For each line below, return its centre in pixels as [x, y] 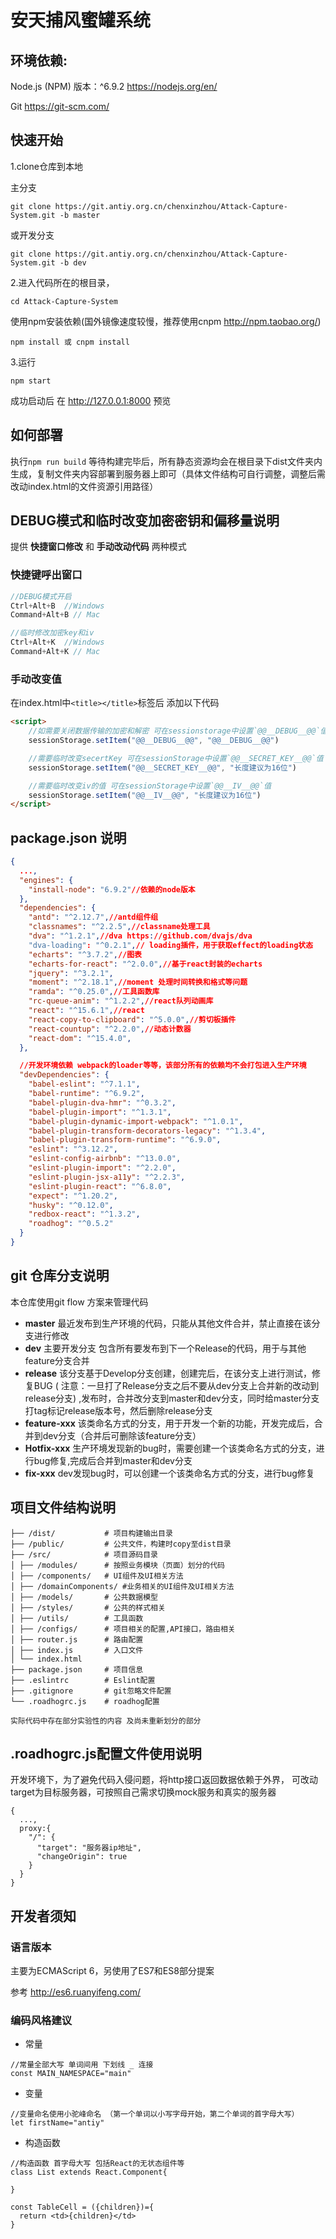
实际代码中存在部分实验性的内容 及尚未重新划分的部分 [106, 1721]
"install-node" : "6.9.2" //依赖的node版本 [112, 889]
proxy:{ [35, 1829]
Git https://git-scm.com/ [60, 106]
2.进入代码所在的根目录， [62, 282]
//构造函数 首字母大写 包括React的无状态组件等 [97, 2164]
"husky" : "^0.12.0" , [71, 1205]
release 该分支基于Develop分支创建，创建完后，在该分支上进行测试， [168, 1373]
